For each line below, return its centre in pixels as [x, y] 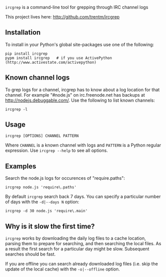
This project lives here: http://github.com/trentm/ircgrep [62, 17]
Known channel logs [38, 77]
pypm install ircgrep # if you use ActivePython [59, 58]
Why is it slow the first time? [50, 226]
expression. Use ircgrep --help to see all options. [57, 150]
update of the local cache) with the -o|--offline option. [63, 269]
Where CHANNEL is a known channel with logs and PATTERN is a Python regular [83, 145]
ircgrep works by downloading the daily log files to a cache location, [76, 238]
